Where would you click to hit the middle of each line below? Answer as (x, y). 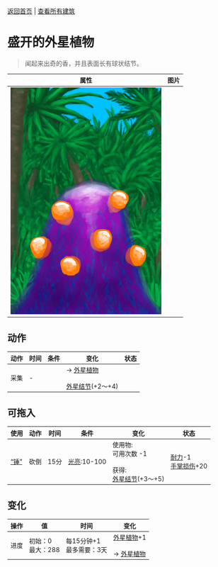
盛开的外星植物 (51, 43)
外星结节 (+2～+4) (92, 386)
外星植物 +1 (130, 537)
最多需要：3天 (87, 550)
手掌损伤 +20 (189, 466)
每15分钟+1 (84, 541)
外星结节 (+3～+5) (138, 478)
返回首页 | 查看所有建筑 (41, 11)
